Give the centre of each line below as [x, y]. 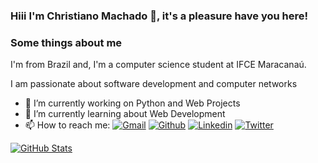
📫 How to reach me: [67, 125]
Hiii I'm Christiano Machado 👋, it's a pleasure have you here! [159, 16]
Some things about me [66, 42]
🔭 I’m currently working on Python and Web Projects [132, 103]
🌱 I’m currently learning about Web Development [125, 114]
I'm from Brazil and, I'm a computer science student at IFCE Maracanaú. [158, 65]
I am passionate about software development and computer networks [154, 84]
